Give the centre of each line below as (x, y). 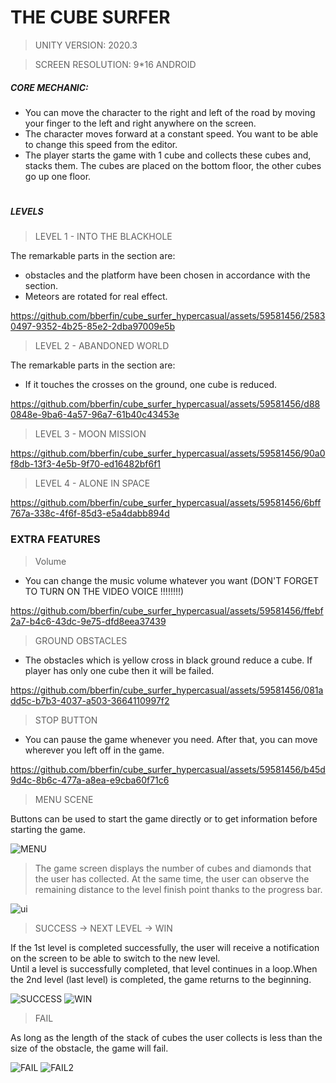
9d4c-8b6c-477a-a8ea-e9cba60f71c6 (90, 780)
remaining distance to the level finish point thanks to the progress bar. (178, 889)
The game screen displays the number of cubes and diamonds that (173, 868)
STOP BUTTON (66, 720)
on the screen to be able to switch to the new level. (115, 958)
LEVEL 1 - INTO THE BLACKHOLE (103, 237)
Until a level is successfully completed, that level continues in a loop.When (164, 968)
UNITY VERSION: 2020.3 (86, 45)
